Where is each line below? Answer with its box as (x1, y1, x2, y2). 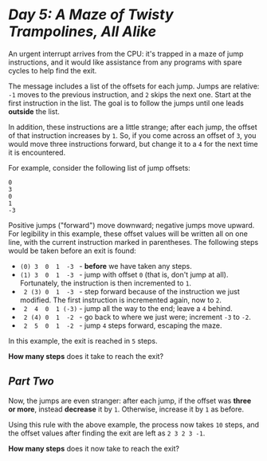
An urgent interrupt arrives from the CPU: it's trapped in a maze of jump (8, 49, 244, 58)
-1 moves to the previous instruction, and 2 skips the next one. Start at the (8, 89, 252, 99)
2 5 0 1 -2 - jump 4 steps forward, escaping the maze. (23, 321, 222, 330)
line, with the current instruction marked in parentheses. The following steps (8, 237, 259, 246)
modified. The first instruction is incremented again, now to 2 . (19, 295, 222, 305)
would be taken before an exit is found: (8, 246, 137, 255)
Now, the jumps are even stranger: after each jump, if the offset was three (8, 396, 252, 405)
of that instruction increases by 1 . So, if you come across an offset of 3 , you (8, 130, 257, 140)
